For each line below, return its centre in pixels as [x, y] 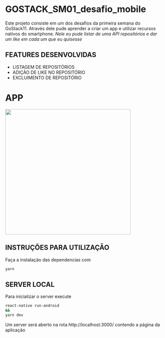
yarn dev [14, 315]
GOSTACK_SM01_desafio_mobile [76, 9]
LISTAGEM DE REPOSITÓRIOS [43, 67]
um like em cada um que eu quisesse [44, 39]
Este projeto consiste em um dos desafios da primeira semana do [73, 23]
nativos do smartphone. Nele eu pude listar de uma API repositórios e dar [81, 34]
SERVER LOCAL [30, 284]
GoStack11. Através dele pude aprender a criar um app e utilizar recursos [80, 28]
